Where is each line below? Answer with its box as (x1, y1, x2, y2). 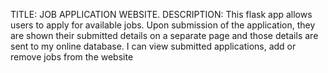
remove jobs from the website (10, 51, 134, 63)
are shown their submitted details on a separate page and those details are (10, 30, 319, 41)
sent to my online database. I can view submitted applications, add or (10, 40, 297, 52)
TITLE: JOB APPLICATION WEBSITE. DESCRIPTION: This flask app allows (10, 9, 313, 20)
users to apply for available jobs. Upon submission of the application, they (10, 19, 316, 31)
